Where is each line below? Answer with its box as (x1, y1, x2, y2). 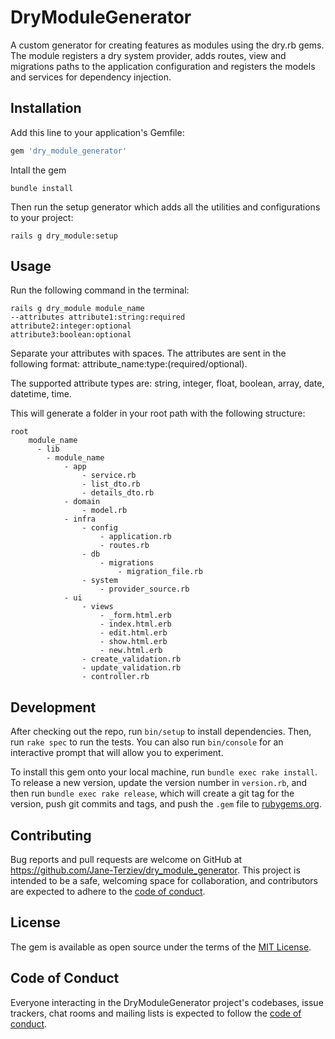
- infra (63, 514, 97, 525)
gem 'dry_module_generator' (10, 146, 128, 156)
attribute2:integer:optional (10, 321, 132, 331)
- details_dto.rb (81, 488, 155, 498)
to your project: (10, 211, 74, 223)
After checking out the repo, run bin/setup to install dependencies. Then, (10, 726, 312, 738)
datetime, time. (10, 388, 72, 400)
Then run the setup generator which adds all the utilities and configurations (10, 201, 321, 213)
